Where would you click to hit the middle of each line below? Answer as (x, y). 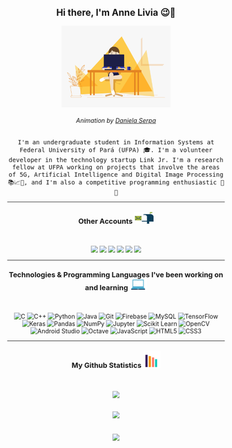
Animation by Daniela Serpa (116, 121)
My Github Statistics (106, 365)
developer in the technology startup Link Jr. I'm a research (116, 160)
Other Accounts (106, 221)
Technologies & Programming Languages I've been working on (116, 275)
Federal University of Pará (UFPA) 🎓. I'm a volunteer (116, 150)
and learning (107, 288)
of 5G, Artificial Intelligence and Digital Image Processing (116, 175)
